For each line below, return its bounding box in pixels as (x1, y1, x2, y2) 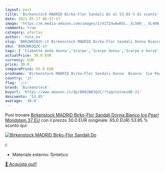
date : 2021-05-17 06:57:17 (5, 16, 60, 21)
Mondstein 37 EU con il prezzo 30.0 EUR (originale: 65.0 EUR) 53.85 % (5, 117, 148, 123)
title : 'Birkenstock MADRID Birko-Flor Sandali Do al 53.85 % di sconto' (5, 12, 160, 17)
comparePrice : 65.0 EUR (5, 67, 54, 72)
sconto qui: (5, 122, 28, 128)
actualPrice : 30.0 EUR (5, 53, 52, 58)
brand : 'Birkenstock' (5, 85, 50, 90)
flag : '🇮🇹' (5, 80, 29, 85)
